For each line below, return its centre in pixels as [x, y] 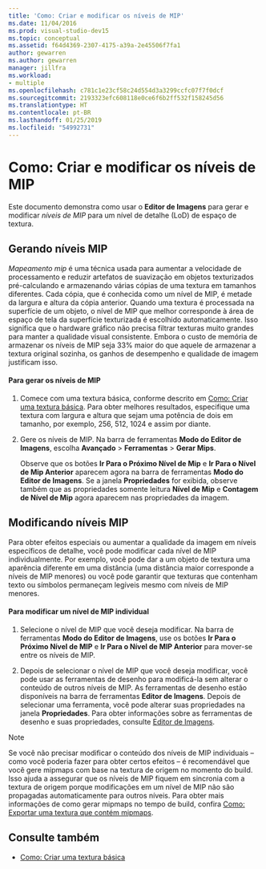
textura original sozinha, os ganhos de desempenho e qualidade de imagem [133, 353]
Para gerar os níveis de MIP [55, 380]
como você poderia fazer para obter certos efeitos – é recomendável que [129, 761]
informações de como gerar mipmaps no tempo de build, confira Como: [127, 804]
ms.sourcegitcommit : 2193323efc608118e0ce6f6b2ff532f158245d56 [116, 98]
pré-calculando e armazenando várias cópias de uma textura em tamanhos [132, 285]
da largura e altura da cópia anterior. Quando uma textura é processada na [131, 303]
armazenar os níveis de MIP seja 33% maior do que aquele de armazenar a [132, 345]
